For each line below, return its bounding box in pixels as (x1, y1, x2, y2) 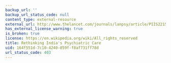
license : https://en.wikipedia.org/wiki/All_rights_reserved (5, 36, 138, 41)
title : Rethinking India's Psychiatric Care (5, 41, 101, 46)
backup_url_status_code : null (5, 12, 70, 17)
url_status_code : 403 (5, 50, 51, 55)
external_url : (5, 21, 36, 27)
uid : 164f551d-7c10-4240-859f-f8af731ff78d (5, 45, 99, 50)
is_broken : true (5, 31, 40, 36)
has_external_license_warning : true (5, 26, 83, 31)
